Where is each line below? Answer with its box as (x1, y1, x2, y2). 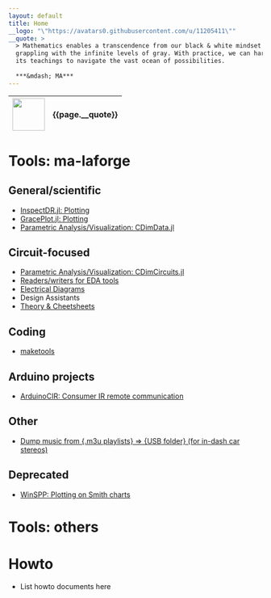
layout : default (8, 11, 63, 20)
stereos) (19, 444, 48, 454)
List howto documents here (19, 581, 111, 591)
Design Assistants (19, 293, 81, 303)
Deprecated (8, 468, 69, 482)
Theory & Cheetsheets (19, 301, 95, 311)
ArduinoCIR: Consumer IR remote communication (19, 391, 184, 401)
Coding (8, 325, 46, 339)
